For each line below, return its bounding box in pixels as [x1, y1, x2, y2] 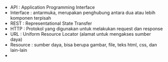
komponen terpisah [10, 15, 52, 21]
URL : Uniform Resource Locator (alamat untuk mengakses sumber [10, 31, 152, 37]
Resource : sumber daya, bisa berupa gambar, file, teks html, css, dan [10, 42, 157, 47]
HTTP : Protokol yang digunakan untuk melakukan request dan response [10, 26, 163, 32]
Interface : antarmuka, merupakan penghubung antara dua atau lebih [10, 10, 156, 16]
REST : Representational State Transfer [10, 20, 92, 26]
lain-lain [10, 47, 28, 53]
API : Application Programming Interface [10, 5, 95, 10]
